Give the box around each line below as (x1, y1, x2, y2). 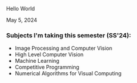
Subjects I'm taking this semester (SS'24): (6, 31, 132, 39)
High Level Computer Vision (14, 51, 84, 58)
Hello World (6, 5, 35, 12)
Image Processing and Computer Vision (14, 44, 113, 52)
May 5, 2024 (6, 17, 38, 23)
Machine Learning (14, 58, 60, 65)
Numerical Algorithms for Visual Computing (14, 70, 122, 77)
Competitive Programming (14, 63, 79, 71)
